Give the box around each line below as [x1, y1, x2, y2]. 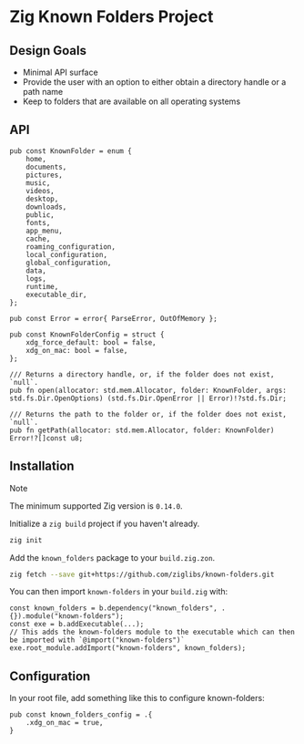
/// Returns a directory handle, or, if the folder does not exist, [9, 369, 275, 379]
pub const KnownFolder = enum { [9, 146, 132, 156]
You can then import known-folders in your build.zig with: [9, 586, 228, 597]
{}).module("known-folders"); [9, 612, 125, 621]
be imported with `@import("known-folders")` [9, 635, 185, 645]
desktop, [25, 194, 59, 203]
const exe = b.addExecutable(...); [9, 620, 145, 629]
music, [25, 178, 51, 188]
